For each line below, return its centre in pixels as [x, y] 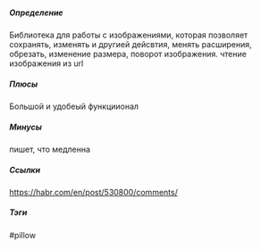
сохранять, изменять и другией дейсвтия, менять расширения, [130, 44]
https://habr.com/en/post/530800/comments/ [94, 192]
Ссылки [25, 170]
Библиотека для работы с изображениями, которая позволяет [129, 35]
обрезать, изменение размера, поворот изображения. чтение [128, 54]
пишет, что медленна [50, 149]
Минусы [25, 127]
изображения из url [46, 63]
